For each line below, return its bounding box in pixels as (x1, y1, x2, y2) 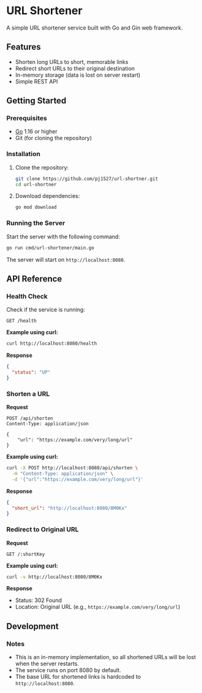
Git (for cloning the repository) (15, 135, 92, 142)
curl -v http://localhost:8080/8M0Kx (6, 574, 103, 580)
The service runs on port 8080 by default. (15, 667, 121, 674)
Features (6, 42, 41, 52)
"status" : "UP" (12, 369, 51, 375)
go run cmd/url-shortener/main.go (6, 245, 95, 251)
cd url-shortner (15, 181, 57, 187)
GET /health (6, 318, 37, 324)
